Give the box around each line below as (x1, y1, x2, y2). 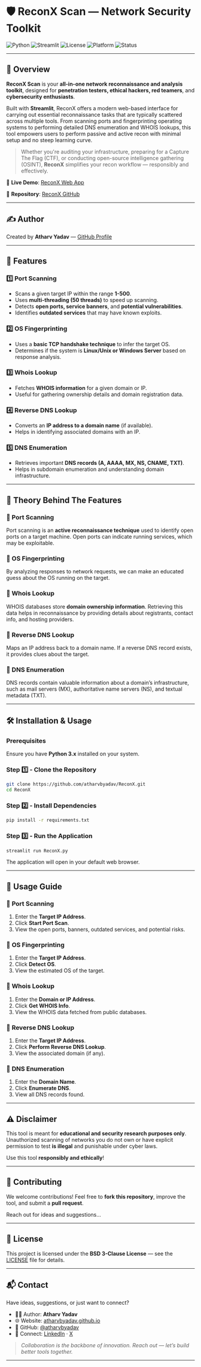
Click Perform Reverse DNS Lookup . (14, 1043, 106, 1050)
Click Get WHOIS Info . (14, 1002, 71, 1009)
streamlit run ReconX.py (6, 848, 68, 854)
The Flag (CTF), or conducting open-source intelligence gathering (20, 154, 184, 162)
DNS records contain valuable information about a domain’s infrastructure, (6, 679, 190, 686)
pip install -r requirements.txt (6, 817, 90, 824)
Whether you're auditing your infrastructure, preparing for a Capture (20, 148, 190, 155)
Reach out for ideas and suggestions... (6, 1211, 102, 1218)
